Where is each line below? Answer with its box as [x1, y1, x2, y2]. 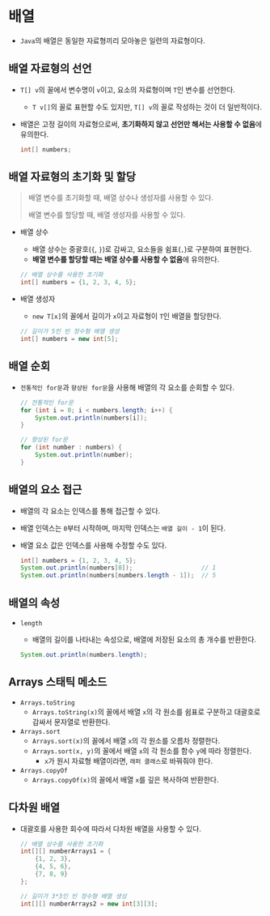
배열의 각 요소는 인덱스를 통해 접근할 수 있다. [19, 505, 161, 515]
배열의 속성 [8, 596, 61, 610]
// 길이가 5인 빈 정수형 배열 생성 [19, 327, 120, 336]
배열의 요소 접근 [8, 483, 82, 496]
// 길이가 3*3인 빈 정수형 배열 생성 [19, 892, 127, 900]
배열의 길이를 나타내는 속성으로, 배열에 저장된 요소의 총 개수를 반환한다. [32, 635, 257, 644]
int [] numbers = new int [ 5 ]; [19, 335, 119, 343]
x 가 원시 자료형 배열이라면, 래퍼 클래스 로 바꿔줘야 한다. [44, 756, 213, 765]
